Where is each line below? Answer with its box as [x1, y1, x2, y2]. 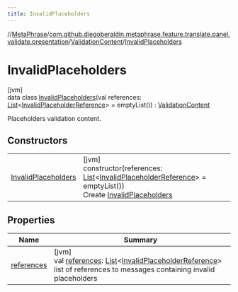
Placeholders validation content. [7, 114, 101, 122]
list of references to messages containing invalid [54, 264, 215, 274]
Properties [7, 214, 55, 226]
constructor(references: [83, 163, 163, 173]
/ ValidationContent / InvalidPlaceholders [68, 37, 183, 46]
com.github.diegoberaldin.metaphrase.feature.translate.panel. [49, 30, 230, 38]
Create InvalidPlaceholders [83, 190, 173, 200]
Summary [123, 235, 158, 245]
